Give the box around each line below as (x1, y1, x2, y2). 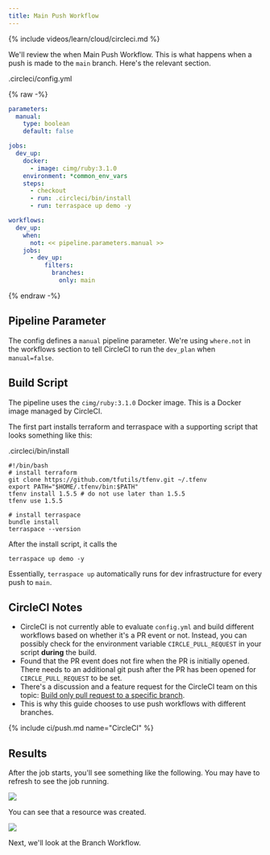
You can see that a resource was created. (8, 807, 147, 817)
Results (8, 746, 48, 760)
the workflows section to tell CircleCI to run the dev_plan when (8, 344, 216, 354)
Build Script (8, 376, 69, 390)
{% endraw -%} (8, 291, 61, 301)
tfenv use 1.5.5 (8, 496, 63, 504)
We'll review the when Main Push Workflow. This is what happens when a (8, 49, 252, 59)
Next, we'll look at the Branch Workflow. (8, 838, 141, 848)
